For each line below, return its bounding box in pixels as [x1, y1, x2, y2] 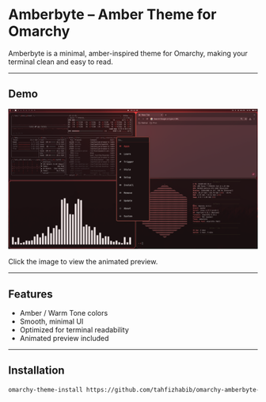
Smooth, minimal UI [19, 317, 84, 326]
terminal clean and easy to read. [8, 57, 113, 66]
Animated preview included [19, 334, 109, 343]
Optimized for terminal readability [19, 325, 129, 335]
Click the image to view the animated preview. [8, 257, 158, 267]
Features [8, 287, 53, 301]
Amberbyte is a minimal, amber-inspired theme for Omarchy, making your [8, 48, 248, 58]
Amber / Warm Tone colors [19, 309, 108, 318]
